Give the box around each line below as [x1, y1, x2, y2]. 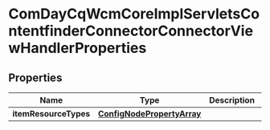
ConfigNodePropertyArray [97, 108, 202, 119]
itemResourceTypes [12, 108, 91, 119]
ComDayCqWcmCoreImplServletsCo [8, 5, 260, 23]
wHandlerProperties [8, 39, 147, 57]
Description [208, 95, 256, 105]
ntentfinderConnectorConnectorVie [8, 22, 254, 40]
